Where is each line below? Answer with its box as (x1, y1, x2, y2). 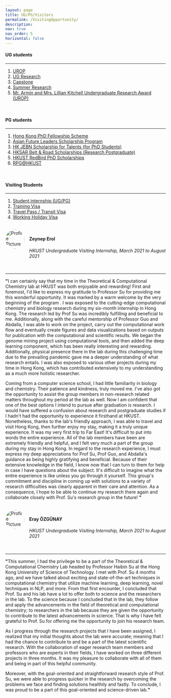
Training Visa (12, 203, 41, 210)
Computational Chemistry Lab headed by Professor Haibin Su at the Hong (5, 564, 160, 570)
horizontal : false (5, 36, 44, 41)
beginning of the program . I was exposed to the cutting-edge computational (5, 300, 166, 306)
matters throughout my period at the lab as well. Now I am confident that (5, 397, 158, 403)
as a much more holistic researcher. (5, 370, 80, 376)
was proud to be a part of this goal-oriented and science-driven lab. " (5, 687, 151, 693)
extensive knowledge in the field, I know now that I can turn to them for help (5, 462, 165, 468)
